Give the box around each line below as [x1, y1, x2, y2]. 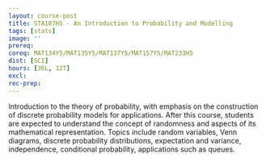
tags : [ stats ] [8, 27, 57, 35]
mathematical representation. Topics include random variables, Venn [8, 127, 238, 137]
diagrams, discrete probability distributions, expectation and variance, [8, 135, 242, 145]
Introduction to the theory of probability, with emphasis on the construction [8, 102, 259, 111]
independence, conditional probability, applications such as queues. [8, 144, 236, 154]
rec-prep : [8, 79, 42, 87]
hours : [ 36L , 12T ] [8, 64, 70, 73]
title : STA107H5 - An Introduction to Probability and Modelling [8, 19, 233, 27]
